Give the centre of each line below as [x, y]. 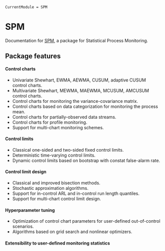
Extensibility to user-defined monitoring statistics [58, 243]
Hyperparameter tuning [30, 210]
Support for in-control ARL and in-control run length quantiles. [76, 193]
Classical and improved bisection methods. [56, 183]
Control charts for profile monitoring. [50, 122]
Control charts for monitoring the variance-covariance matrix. [75, 101]
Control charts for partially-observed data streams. [64, 117]
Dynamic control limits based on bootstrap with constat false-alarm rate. [86, 160]
